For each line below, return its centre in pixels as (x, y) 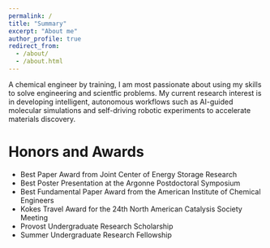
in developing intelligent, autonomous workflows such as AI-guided (121, 102)
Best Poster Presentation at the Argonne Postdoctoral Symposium (130, 183)
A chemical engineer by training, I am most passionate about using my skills (135, 84)
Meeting (34, 217)
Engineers (37, 200)
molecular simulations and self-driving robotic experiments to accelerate (130, 110)
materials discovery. (42, 119)
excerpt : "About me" (43, 31)
